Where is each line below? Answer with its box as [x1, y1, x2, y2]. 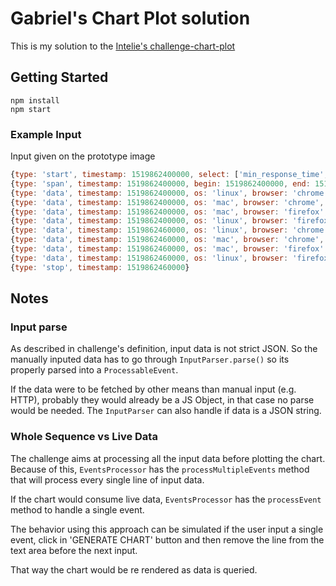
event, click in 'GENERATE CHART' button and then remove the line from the [10, 533, 325, 546]
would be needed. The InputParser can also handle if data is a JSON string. [10, 405, 322, 417]
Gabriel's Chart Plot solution [10, 7, 251, 30]
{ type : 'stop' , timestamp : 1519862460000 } [10, 262, 190, 272]
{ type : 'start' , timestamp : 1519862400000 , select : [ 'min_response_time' [10, 170, 325, 180]
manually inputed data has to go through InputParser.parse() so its [10, 353, 290, 366]
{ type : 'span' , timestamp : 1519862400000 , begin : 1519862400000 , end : [10, 178, 311, 189]
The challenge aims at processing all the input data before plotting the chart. [10, 452, 326, 464]
